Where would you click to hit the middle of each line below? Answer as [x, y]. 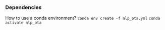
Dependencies [23, 7]
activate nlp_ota [23, 23]
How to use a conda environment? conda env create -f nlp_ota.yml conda [83, 18]
